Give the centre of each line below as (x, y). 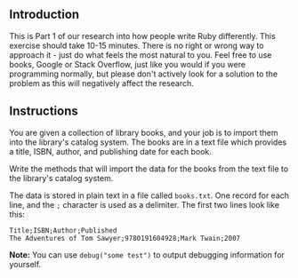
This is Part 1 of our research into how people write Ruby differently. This (142, 36)
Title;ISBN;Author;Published (63, 230)
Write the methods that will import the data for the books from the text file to (149, 169)
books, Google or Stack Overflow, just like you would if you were (128, 64)
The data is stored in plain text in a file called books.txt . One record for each (149, 195)
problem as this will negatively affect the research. (101, 83)
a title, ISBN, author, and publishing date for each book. (110, 151)
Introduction (44, 15)
